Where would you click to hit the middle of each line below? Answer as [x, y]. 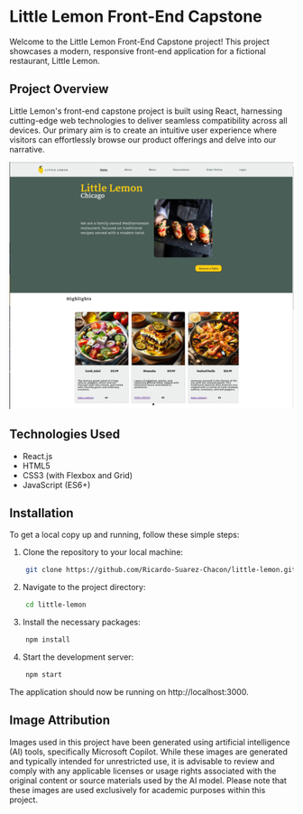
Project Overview [59, 89]
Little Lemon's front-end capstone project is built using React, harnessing [146, 111]
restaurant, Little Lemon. [55, 60]
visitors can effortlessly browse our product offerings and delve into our [143, 139]
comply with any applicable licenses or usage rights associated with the [143, 771]
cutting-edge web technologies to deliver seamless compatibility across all [148, 120]
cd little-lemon [56, 605]
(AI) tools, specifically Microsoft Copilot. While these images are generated [149, 752]
